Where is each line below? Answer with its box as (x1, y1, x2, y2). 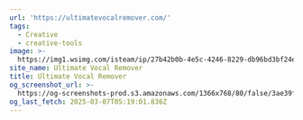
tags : (9, 22, 30, 31)
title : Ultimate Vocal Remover (9, 72, 127, 81)
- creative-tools (17, 38, 83, 48)
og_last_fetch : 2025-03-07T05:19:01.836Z (9, 97, 168, 106)
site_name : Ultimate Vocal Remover (9, 64, 143, 73)
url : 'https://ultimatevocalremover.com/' (9, 13, 171, 23)
